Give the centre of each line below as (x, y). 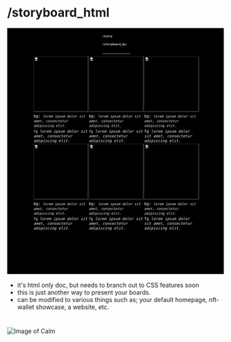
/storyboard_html (58, 13)
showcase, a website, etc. (72, 307)
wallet (25, 307)
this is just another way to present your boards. (84, 292)
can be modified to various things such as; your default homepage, (112, 299)
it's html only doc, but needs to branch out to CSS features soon (108, 285)
